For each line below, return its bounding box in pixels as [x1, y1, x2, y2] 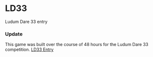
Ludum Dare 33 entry [5, 19, 47, 24]
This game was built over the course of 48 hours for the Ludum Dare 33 [5, 42, 149, 47]
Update [5, 31, 23, 37]
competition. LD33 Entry [5, 46, 54, 53]
